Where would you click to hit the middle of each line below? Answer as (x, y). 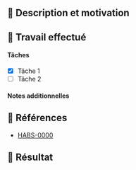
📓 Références (37, 118)
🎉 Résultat (30, 157)
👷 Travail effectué (47, 37)
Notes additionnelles (38, 96)
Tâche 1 (29, 71)
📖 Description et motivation (68, 13)
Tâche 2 (29, 79)
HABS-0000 (35, 135)
